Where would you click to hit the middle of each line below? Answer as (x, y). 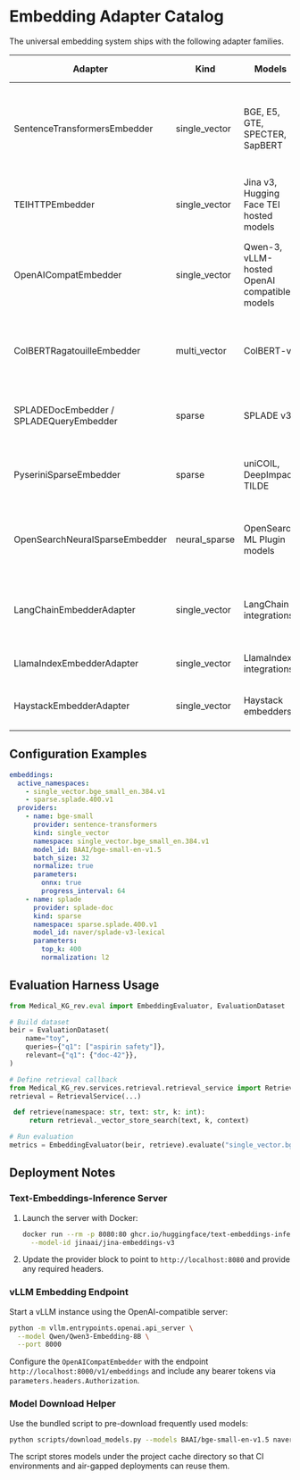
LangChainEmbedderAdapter (75, 609)
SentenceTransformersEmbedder (83, 129)
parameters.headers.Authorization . (75, 1381)
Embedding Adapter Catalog (117, 17)
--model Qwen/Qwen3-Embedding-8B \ (83, 1336)
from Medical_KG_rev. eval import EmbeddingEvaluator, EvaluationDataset (147, 1006)
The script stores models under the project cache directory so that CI (137, 1457)
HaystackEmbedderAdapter (72, 706)
